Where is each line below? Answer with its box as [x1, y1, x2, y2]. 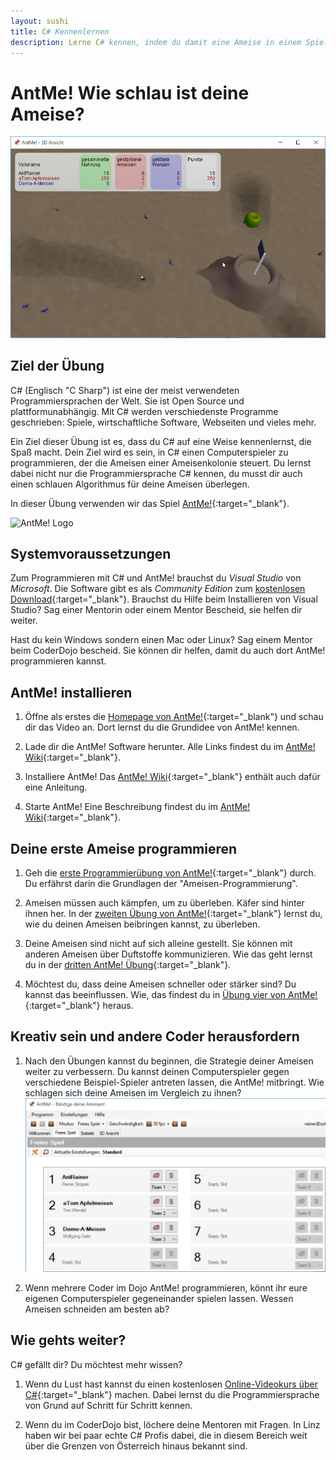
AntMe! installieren [10, 684, 133, 701]
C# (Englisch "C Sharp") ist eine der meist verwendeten [10, 384, 240, 396]
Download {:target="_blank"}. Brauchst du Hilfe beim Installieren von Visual [10, 593, 318, 605]
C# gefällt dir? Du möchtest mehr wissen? [10, 1358, 183, 1370]
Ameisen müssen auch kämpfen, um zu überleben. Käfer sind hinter [24, 896, 305, 909]
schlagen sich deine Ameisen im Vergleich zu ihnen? [24, 1086, 242, 1099]
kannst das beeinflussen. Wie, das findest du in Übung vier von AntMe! [24, 988, 318, 1000]
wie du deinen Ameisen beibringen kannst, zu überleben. [24, 918, 261, 930]
